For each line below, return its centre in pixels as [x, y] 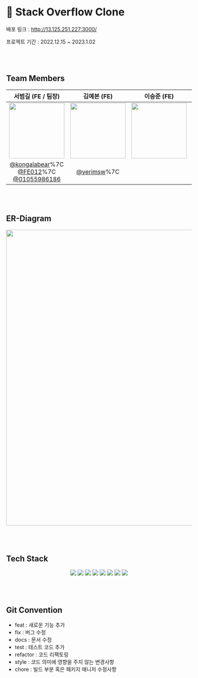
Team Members [35, 78]
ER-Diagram [29, 219]
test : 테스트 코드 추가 [39, 647]
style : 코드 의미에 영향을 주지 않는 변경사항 [65, 662]
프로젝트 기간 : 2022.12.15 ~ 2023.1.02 [51, 41]
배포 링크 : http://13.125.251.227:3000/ [52, 29]
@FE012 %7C [37, 172]
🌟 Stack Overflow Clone [65, 12]
